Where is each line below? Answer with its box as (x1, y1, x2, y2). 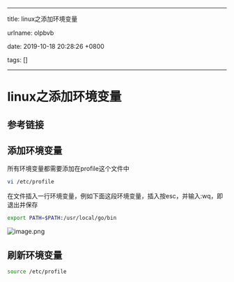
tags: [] (7, 56, 28, 64)
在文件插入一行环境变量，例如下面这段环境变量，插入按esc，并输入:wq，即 (7, 192, 224, 200)
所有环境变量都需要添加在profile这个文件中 (7, 165, 130, 173)
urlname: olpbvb (7, 29, 54, 37)
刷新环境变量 (7, 249, 63, 261)
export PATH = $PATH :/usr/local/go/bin (7, 214, 117, 222)
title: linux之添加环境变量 (7, 15, 78, 23)
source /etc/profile (7, 268, 68, 275)
